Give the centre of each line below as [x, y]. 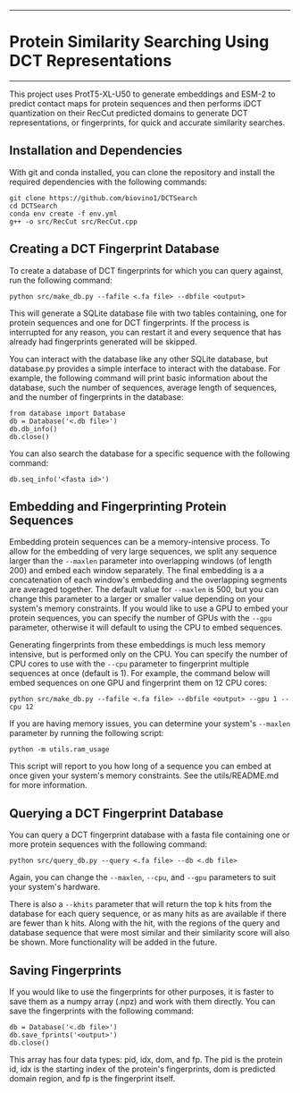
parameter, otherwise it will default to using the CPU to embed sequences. [146, 628]
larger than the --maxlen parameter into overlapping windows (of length [141, 561]
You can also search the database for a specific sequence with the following [150, 453]
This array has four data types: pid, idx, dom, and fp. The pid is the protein [146, 1059]
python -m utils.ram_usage [59, 750]
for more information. [48, 785]
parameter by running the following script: [87, 733]
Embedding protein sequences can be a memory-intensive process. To [140, 542]
